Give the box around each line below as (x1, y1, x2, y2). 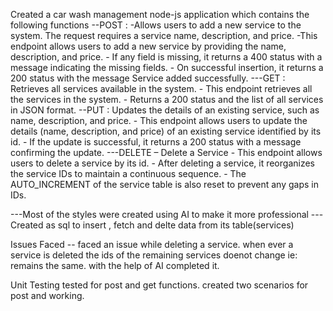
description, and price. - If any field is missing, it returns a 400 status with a (10, 51, 323, 63)
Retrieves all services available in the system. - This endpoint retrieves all (10, 83, 313, 94)
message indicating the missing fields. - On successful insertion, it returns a (10, 62, 324, 73)
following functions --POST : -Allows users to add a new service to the (10, 19, 302, 31)
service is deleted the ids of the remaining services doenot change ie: (10, 249, 298, 261)
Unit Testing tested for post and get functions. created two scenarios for (10, 279, 309, 291)
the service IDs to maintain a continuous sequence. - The (10, 168, 247, 179)
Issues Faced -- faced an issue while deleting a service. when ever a (10, 239, 294, 250)
